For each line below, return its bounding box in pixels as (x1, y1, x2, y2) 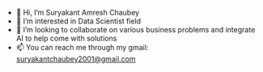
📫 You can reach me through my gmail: (15, 43, 149, 52)
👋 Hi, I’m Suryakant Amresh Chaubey (15, 8, 140, 17)
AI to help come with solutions (15, 33, 117, 43)
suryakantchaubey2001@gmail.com (15, 54, 136, 64)
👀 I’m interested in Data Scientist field (15, 16, 142, 26)
